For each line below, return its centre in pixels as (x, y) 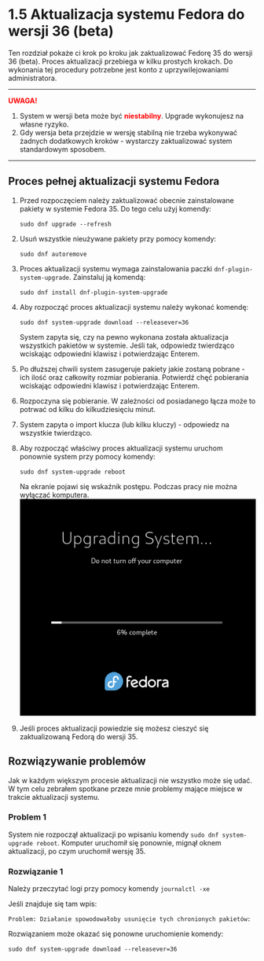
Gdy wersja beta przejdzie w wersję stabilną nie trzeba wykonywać (128, 132)
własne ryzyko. (44, 124)
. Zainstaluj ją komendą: (108, 277)
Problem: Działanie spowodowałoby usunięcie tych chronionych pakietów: (130, 919)
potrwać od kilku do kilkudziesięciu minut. (87, 409)
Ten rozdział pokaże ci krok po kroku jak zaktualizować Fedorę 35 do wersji (130, 53)
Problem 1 (27, 817)
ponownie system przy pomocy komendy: (87, 456)
